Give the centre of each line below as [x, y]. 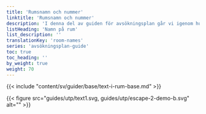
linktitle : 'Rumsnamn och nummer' [51, 18]
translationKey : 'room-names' [45, 40]
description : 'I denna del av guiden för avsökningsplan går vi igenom [100, 23]
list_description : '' [34, 35]
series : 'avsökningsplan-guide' [48, 47]
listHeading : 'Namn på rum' [42, 29]
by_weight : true [27, 63]
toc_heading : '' [27, 58]
